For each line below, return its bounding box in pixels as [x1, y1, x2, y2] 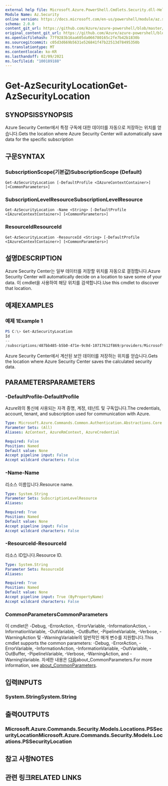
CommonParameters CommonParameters [5, 611, 108, 618]
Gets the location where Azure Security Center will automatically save [18, 131, 162, 137]
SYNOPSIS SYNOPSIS [5, 111, 73, 119]
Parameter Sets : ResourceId [5, 567, 64, 572]
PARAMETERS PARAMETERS [5, 378, 95, 386]
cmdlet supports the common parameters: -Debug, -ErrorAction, [5, 640, 138, 646]
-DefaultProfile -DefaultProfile [5, 393, 79, 400]
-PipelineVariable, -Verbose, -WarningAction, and [27, 651, 129, 657]
